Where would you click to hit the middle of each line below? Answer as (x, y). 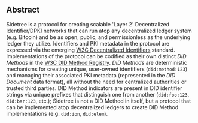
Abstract (23, 10)
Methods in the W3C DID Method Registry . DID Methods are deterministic (97, 62)
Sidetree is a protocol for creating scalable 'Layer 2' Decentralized (88, 24)
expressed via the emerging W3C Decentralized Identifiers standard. (91, 50)
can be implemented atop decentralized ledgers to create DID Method (92, 107)
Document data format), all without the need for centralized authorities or (96, 82)
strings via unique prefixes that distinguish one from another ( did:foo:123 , (98, 94)
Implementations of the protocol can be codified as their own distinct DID (96, 56)
